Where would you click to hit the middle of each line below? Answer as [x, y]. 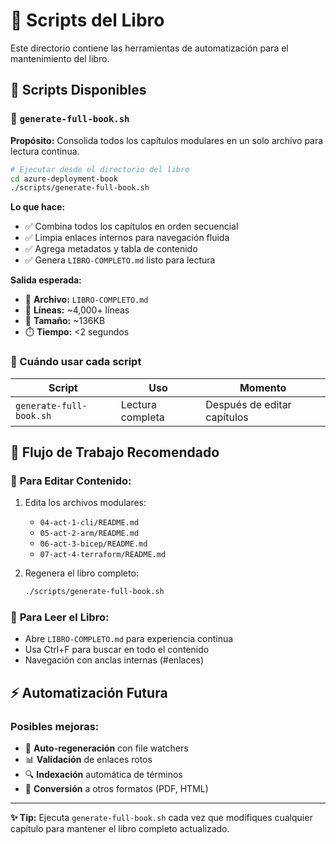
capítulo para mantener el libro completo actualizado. [120, 829]
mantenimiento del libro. [60, 58]
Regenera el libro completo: [81, 573]
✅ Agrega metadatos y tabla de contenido [111, 249]
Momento [263, 387]
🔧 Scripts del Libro [87, 20]
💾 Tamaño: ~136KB [65, 321]
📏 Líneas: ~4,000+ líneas [77, 310]
